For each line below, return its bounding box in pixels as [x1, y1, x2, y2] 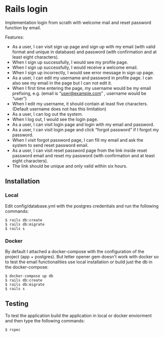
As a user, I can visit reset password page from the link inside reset [12, 147, 147, 153]
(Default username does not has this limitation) [12, 106, 106, 112]
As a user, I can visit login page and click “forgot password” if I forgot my [12, 126, 159, 132]
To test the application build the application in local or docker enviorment [5, 313, 152, 318]
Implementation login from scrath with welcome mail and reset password [5, 20, 151, 25]
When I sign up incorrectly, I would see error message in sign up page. [12, 69, 155, 75]
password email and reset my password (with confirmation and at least [12, 152, 155, 158]
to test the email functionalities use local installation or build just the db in [5, 259, 153, 265]
